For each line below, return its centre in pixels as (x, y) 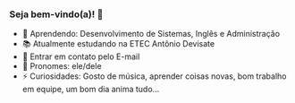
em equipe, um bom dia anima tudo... (91, 90)
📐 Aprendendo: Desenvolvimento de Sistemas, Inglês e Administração (151, 34)
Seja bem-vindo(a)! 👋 (56, 14)
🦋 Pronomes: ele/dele (62, 66)
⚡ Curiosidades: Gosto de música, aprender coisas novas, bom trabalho (154, 76)
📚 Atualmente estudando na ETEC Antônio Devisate (118, 44)
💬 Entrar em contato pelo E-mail (81, 56)
